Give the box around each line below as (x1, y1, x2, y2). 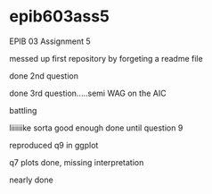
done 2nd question (9, 70, 78, 81)
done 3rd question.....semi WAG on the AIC (9, 88, 167, 98)
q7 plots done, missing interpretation (9, 156, 144, 167)
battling (9, 105, 37, 115)
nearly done (9, 174, 53, 185)
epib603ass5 (9, 6, 110, 27)
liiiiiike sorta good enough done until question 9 (9, 122, 183, 133)
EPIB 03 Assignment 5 (9, 36, 91, 46)
